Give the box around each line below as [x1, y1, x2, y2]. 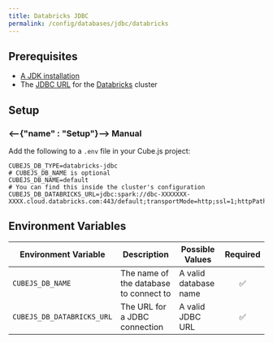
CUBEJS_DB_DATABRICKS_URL [12, 312, 113, 321]
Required [224, 249, 261, 260]
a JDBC [120, 310, 149, 322]
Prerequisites [8, 50, 78, 63]
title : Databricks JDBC [8, 11, 89, 20]
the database [120, 277, 171, 289]
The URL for [120, 301, 167, 312]
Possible [180, 243, 215, 254]
